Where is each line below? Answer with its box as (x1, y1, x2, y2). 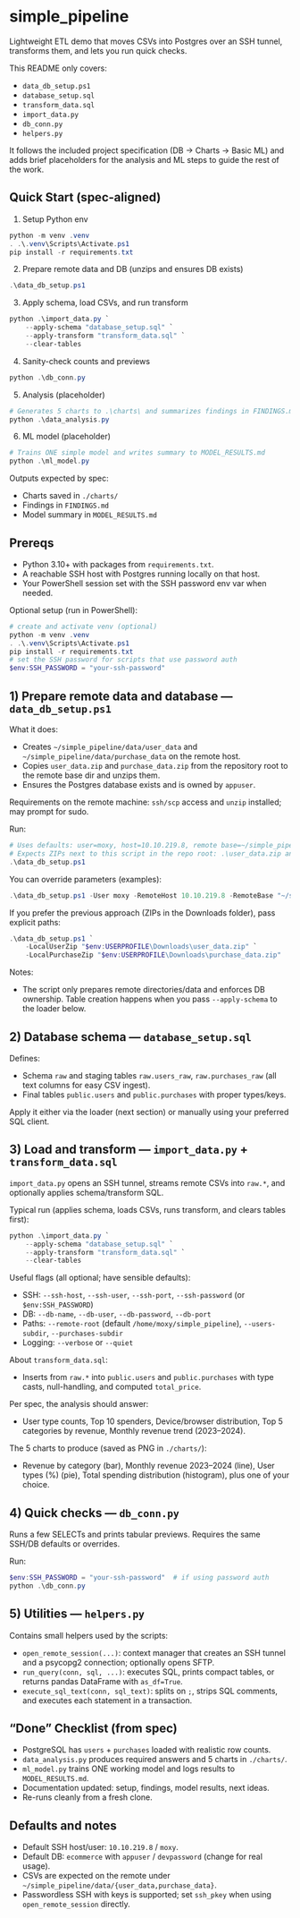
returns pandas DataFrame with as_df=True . (21, 1675, 183, 1686)
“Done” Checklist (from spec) (9, 1721, 178, 1736)
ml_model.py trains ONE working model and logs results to (21, 1763, 235, 1774)
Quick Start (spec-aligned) (9, 190, 162, 205)
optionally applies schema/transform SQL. (9, 1187, 164, 1198)
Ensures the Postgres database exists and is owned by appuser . (21, 780, 256, 789)
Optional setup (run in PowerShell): (9, 604, 138, 615)
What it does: (9, 724, 58, 735)
